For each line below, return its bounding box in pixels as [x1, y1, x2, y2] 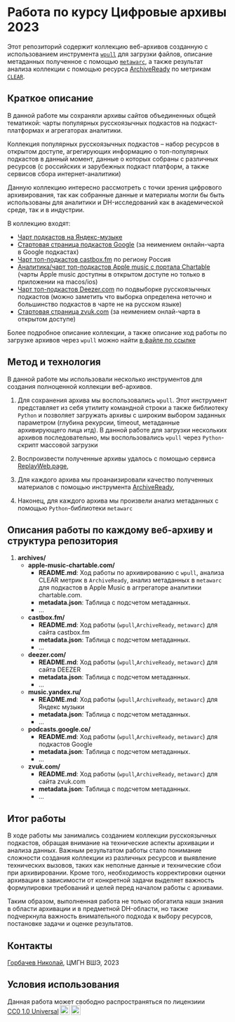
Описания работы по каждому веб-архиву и [7, 524, 213, 536]
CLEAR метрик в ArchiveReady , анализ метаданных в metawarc [38, 576, 222, 585]
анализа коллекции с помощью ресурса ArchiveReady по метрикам [7, 65, 212, 73]
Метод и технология [7, 356, 101, 369]
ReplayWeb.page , [17, 461, 69, 470]
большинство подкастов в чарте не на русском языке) [17, 300, 182, 308]
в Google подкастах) [17, 247, 79, 256]
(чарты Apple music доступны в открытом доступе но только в [17, 270, 206, 278]
